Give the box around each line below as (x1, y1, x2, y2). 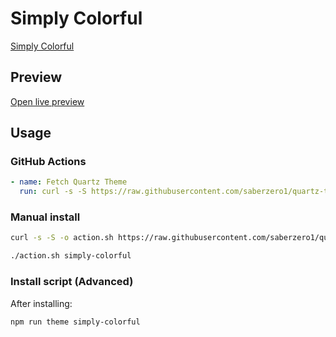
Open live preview (10, 95, 85, 107)
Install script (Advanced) (10, 275, 134, 289)
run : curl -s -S (19, 187, 87, 197)
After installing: (10, 297, 73, 309)
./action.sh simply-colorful (10, 251, 132, 261)
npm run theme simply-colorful (10, 317, 141, 327)
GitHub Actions (10, 155, 87, 169)
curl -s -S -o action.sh (10, 233, 114, 243)
